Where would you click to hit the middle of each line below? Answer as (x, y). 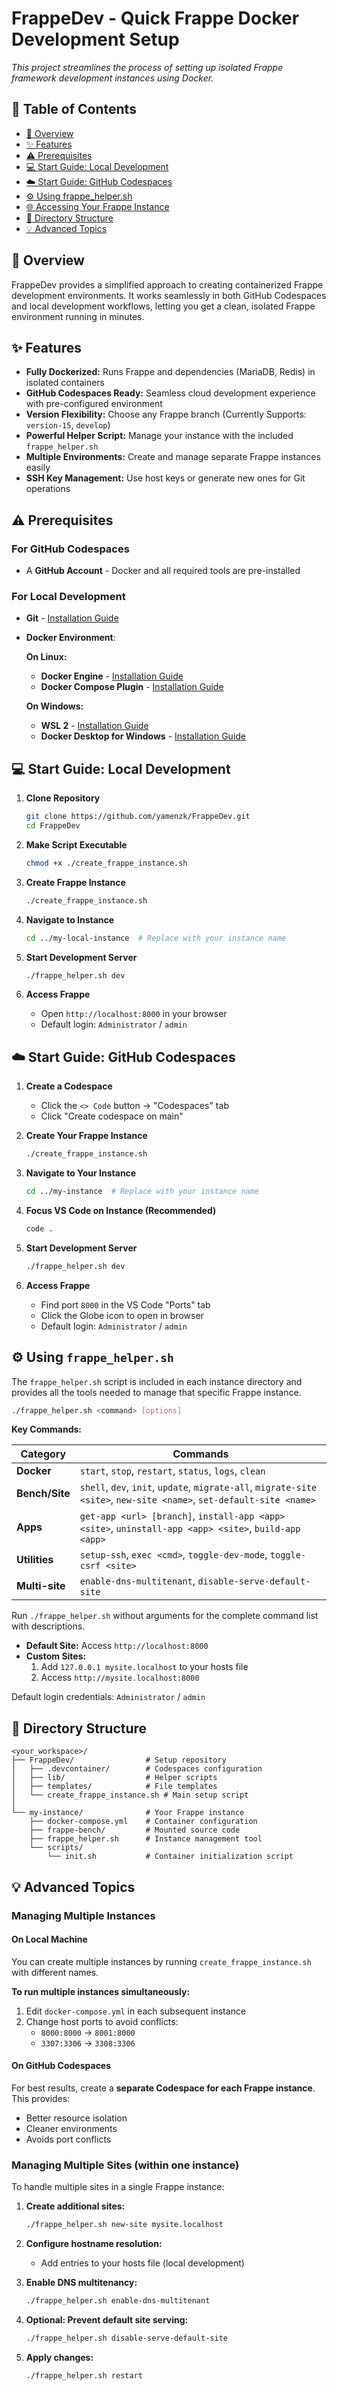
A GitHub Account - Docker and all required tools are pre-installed (163, 571)
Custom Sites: (56, 1656)
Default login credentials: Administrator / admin (108, 1697)
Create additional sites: (75, 2206)
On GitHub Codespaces (61, 2066)
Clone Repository (63, 798)
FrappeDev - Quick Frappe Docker (155, 18)
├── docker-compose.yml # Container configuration (143, 1822)
